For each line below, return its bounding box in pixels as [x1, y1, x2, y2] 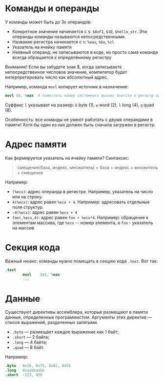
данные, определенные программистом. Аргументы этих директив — [5, 314, 152, 320]
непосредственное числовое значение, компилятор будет [5, 69, 127, 75]
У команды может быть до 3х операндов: [5, 19, 92, 25]
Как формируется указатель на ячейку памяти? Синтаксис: [5, 155, 129, 161]
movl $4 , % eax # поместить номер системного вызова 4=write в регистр [5, 93, 154, 98]
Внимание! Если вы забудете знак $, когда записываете [5, 64, 122, 70]
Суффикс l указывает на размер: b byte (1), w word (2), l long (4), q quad [5, 102, 154, 108]
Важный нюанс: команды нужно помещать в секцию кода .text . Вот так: [5, 258, 158, 264]
